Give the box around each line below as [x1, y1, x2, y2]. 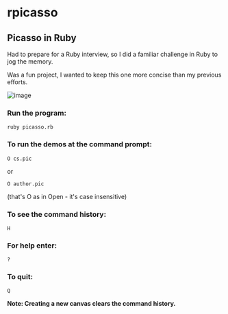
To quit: [7, 272, 33, 282]
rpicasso [7, 5, 58, 21]
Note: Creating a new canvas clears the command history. [7, 300, 176, 308]
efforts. [7, 78, 28, 86]
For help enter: [7, 241, 57, 250]
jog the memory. [7, 57, 53, 66]
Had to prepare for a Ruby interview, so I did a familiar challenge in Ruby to [7, 50, 218, 58]
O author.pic [7, 180, 45, 187]
